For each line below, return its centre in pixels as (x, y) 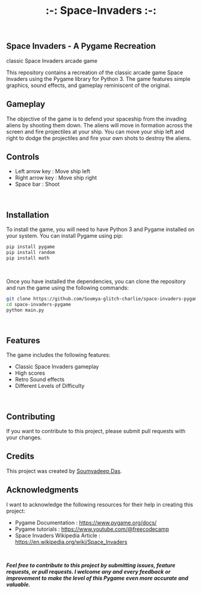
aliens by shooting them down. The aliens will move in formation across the (99, 125)
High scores (30, 373)
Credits (20, 456)
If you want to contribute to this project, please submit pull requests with (96, 431)
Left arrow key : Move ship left (52, 171)
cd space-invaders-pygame (38, 304)
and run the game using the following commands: (68, 288)
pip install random (31, 253)
